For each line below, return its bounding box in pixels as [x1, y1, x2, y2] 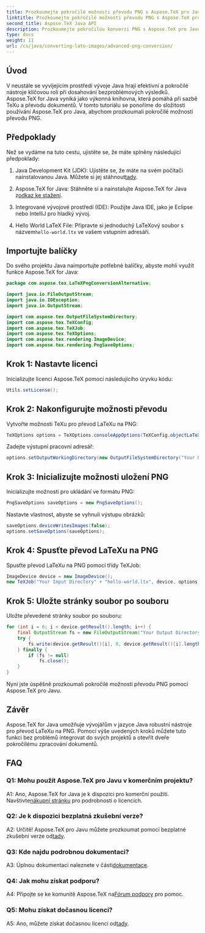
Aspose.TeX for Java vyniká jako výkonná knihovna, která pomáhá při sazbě [6, 95, 198, 102]
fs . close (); [38, 658, 70, 664]
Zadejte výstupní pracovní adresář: [6, 443, 94, 450]
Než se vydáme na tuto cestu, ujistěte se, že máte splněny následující [6, 148, 181, 156]
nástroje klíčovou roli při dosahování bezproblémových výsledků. [6, 88, 170, 95]
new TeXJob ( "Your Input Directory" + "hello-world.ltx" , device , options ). [6, 579, 203, 585]
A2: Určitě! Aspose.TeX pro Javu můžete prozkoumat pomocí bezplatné [6, 825, 186, 833]
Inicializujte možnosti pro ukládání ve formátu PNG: [6, 488, 135, 496]
